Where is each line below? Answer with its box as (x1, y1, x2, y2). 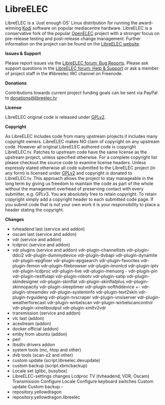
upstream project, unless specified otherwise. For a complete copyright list (5, 154, 158, 160)
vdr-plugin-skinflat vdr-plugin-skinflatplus (39, 278, 125, 284)
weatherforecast (12, 299, 46, 305)
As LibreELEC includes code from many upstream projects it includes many (5, 133, 158, 139)
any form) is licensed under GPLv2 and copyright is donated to (5, 170, 132, 176)
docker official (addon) (12, 325, 59, 332)
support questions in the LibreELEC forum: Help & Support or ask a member (5, 65, 159, 71)
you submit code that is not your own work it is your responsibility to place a (5, 201, 160, 207)
